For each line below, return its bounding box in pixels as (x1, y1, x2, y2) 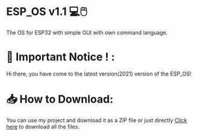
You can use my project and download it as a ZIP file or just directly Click (6, 116, 187, 124)
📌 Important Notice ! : (6, 50, 115, 64)
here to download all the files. (6, 123, 80, 130)
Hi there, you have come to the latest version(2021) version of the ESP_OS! (6, 70, 192, 77)
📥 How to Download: (6, 92, 113, 106)
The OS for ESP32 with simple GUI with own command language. (6, 28, 168, 36)
